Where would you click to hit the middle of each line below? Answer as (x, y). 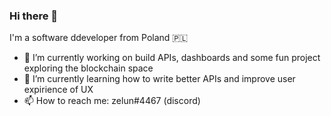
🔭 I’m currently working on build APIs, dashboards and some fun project (172, 58)
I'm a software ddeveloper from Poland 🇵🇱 (99, 38)
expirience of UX (58, 90)
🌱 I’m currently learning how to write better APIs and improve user (159, 79)
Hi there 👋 (34, 16)
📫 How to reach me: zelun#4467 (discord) (112, 101)
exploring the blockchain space (88, 68)
